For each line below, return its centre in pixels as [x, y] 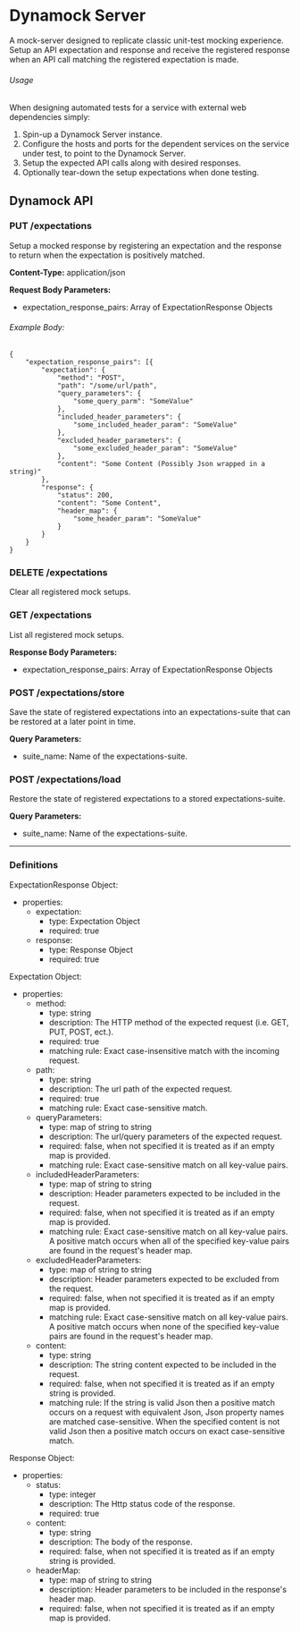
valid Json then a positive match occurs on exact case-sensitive [167, 1431]
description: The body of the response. [121, 1542]
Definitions [34, 865]
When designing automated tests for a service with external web [128, 107]
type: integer [72, 1494]
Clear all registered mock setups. [70, 592]
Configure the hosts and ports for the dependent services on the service [156, 144]
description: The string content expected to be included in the [162, 1364]
